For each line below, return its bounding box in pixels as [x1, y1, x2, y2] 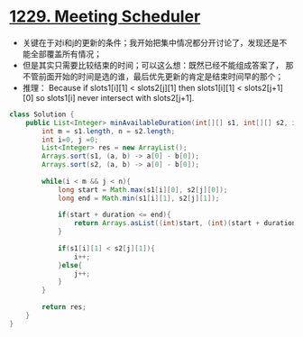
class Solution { [9, 110, 75, 119]
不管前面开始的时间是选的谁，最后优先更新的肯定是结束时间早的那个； [22, 70, 284, 82]
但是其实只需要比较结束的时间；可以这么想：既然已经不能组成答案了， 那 [22, 59, 294, 70]
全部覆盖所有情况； [30, 48, 102, 59]
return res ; [41, 303, 87, 312]
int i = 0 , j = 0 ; [41, 135, 99, 144]
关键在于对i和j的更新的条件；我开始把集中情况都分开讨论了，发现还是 [22, 37, 280, 48]
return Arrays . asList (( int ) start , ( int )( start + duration [73, 219, 297, 228]
